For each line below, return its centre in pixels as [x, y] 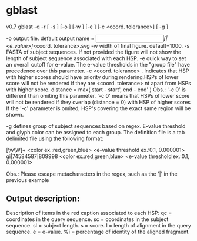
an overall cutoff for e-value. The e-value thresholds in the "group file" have [98, 64]
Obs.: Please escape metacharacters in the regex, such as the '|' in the [92, 174]
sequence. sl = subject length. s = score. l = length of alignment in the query [98, 225]
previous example [28, 180]
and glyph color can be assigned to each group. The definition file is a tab [96, 132]
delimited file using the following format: [55, 138]
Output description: [43, 199]
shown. [15, 114]
